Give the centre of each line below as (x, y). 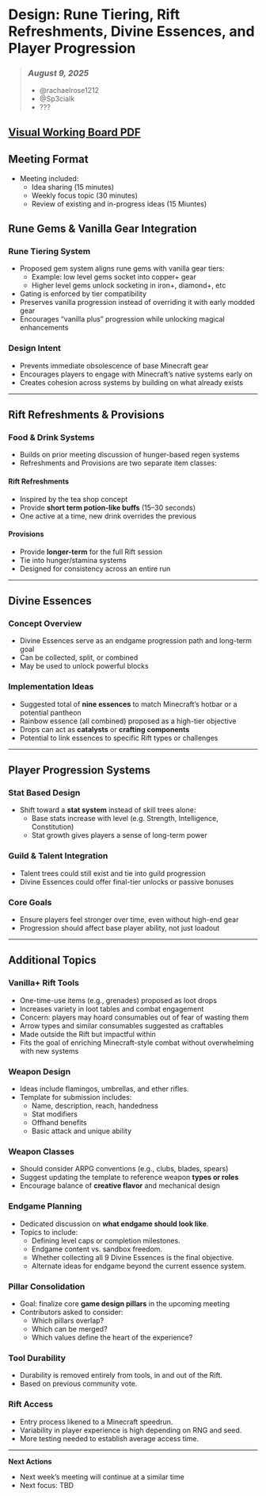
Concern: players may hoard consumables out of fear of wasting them (134, 1017)
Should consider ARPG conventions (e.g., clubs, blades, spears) (124, 1169)
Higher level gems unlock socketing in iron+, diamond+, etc (129, 285)
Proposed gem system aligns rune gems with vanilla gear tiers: (122, 268)
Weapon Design (40, 1071)
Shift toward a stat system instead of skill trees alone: (108, 810)
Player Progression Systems (79, 771)
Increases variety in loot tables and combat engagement (112, 1008)
